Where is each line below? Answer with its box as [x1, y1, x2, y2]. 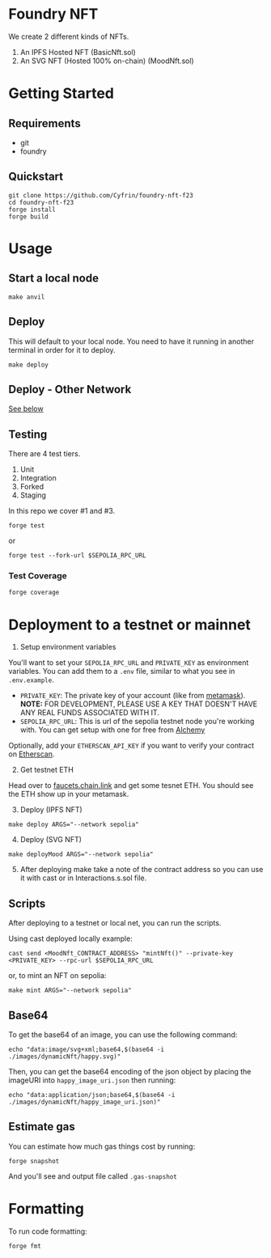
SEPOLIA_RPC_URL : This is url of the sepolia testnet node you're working [19, 717, 255, 726]
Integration [19, 473, 57, 483]
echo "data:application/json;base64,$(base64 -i [8, 1091, 176, 1099]
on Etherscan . [8, 749, 55, 759]
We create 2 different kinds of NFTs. [8, 32, 129, 41]
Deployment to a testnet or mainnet [8, 616, 251, 633]
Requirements [8, 116, 81, 130]
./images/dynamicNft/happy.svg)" [8, 1053, 121, 1061]
